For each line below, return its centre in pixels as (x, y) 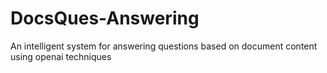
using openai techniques (61, 56)
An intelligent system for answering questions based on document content (164, 46)
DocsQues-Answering (105, 18)
